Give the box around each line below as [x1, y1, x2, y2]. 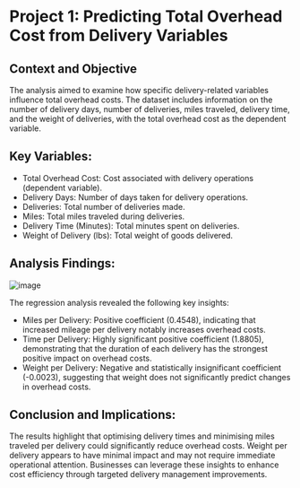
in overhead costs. [21, 381, 91, 392]
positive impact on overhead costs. [21, 353, 152, 363]
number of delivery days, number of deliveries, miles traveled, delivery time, [9, 104, 291, 114]
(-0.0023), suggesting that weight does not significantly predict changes [21, 371, 291, 382]
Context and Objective [9, 61, 137, 76]
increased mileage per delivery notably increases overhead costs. [21, 324, 266, 335]
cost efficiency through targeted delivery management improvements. [9, 469, 268, 480]
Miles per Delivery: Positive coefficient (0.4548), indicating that [21, 314, 257, 325]
